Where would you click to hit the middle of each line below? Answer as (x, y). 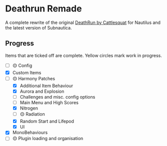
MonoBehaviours (30, 133)
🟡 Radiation (32, 114)
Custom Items (27, 72)
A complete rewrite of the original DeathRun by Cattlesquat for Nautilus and (83, 22)
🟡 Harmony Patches (34, 78)
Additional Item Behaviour (46, 86)
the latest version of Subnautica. (38, 27)
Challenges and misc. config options (57, 97)
